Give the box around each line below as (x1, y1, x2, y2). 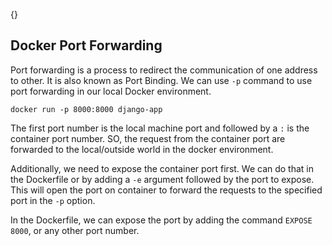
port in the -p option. (10, 194, 96, 206)
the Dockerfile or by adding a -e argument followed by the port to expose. (10, 173, 315, 185)
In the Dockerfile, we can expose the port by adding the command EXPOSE (10, 214, 313, 226)
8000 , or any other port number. (10, 224, 140, 236)
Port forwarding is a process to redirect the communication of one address (10, 64, 318, 76)
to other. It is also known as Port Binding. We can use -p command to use (10, 74, 313, 86)
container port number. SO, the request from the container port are (10, 132, 286, 144)
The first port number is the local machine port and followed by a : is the (10, 122, 310, 134)
